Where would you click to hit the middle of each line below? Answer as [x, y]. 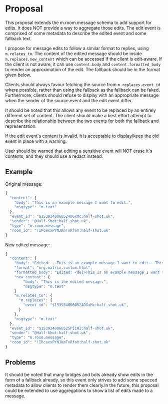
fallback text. [18, 39]
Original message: [24, 184]
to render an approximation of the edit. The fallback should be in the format [83, 69]
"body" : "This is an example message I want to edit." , [74, 203]
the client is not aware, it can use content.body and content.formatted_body [83, 64]
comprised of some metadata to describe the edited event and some [76, 33]
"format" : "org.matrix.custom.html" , [53, 268]
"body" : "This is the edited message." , [66, 282]
